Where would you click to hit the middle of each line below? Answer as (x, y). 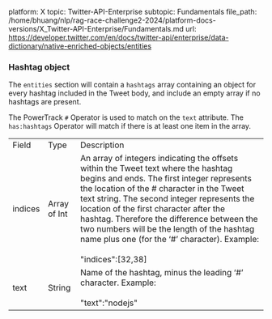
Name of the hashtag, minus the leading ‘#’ (162, 273)
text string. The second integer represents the (168, 199)
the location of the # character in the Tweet (162, 189)
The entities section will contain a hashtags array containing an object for (132, 85)
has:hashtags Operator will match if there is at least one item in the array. (130, 126)
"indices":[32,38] (114, 260)
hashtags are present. (45, 102)
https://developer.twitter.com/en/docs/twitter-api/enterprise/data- (119, 37)
